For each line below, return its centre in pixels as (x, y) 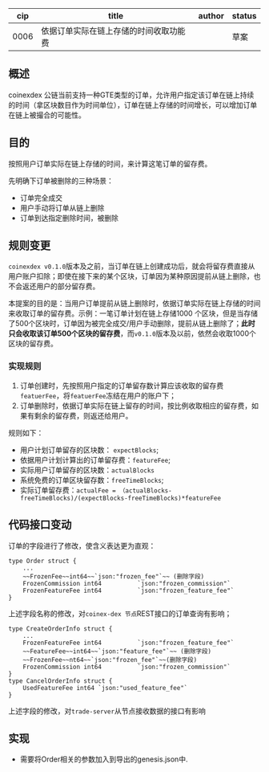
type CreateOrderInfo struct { (60, 629)
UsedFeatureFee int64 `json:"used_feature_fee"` (105, 688)
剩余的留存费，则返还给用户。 (83, 415)
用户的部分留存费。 (68, 286)
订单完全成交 (41, 198)
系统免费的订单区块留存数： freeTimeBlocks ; (92, 480)
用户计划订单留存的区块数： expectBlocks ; (89, 450)
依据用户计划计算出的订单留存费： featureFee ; (95, 460)
